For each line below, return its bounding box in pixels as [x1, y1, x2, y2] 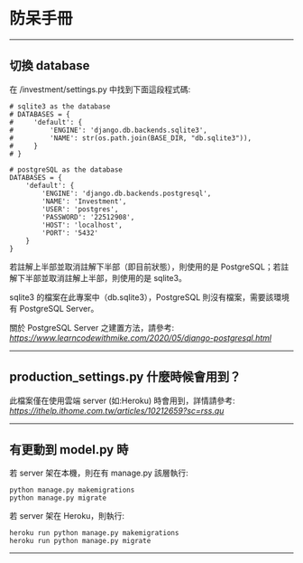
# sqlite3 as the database [9, 101, 111, 111]
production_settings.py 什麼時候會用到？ [9, 370, 242, 385]
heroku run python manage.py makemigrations [9, 529, 179, 538]
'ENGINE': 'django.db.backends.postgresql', [41, 189, 212, 198]
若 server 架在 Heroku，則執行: [9, 511, 124, 521]
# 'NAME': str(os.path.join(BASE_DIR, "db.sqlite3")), [9, 133, 252, 143]
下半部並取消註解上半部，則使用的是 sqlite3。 [16, 272, 187, 283]
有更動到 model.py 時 [9, 442, 129, 457]
